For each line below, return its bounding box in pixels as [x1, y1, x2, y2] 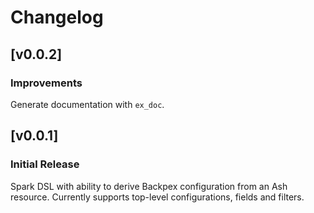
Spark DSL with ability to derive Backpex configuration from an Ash [10, 180, 288, 192]
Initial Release [10, 157, 80, 171]
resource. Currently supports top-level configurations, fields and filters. [10, 191, 305, 203]
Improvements [10, 76, 83, 90]
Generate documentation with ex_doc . [10, 98, 165, 110]
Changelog [10, 6, 104, 29]
